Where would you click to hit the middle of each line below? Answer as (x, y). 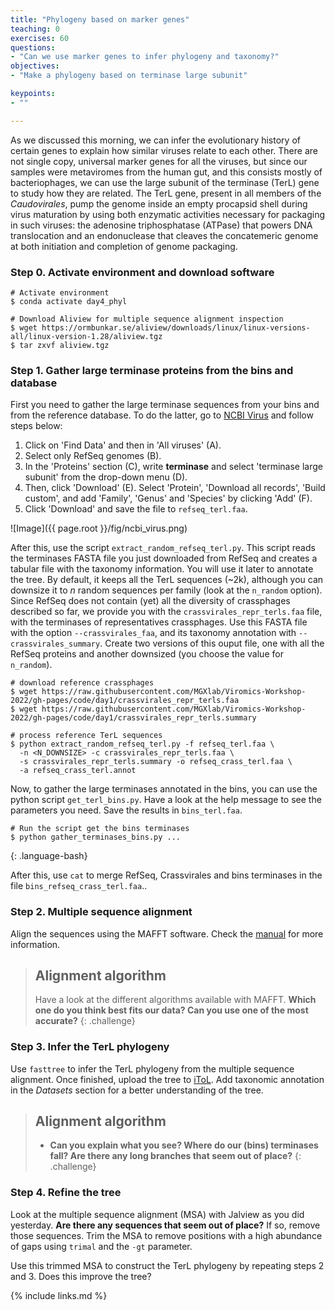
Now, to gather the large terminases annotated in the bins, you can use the (164, 789)
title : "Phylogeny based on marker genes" (100, 19)
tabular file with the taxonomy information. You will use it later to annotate (162, 569)
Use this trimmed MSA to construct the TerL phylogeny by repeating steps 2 (167, 1265)
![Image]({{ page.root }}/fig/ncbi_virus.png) (99, 528)
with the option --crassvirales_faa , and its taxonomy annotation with (153, 633)
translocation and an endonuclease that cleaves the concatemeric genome (164, 235)
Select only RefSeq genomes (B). (93, 456)
